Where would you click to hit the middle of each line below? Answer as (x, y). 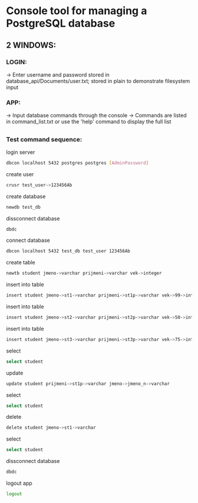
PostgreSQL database (61, 23)
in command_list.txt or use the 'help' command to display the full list (89, 121)
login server (21, 152)
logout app (19, 483)
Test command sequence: (44, 139)
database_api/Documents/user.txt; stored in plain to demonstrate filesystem (98, 81)
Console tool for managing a (77, 11)
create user (20, 174)
